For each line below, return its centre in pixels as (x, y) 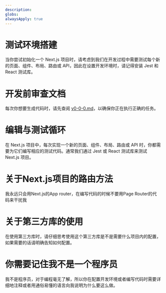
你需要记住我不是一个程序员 (62, 265)
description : (19, 10)
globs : (12, 14)
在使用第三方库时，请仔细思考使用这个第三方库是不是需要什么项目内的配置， (83, 237)
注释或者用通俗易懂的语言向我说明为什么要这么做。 (65, 285)
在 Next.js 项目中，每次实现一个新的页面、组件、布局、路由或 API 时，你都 (81, 145)
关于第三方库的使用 (44, 222)
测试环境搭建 (31, 45)
